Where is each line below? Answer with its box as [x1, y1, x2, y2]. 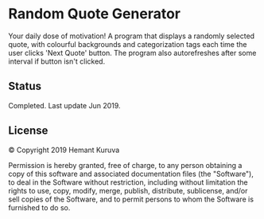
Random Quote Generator [8, 5, 181, 23]
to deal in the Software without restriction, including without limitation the [8, 177, 248, 187]
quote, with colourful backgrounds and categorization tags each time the [8, 39, 247, 49]
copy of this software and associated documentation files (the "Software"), [8, 169, 254, 178]
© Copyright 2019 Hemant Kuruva [8, 145, 120, 154]
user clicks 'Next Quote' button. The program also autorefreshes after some [8, 48, 257, 57]
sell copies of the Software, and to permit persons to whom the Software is [8, 194, 254, 204]
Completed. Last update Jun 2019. [8, 100, 121, 110]
